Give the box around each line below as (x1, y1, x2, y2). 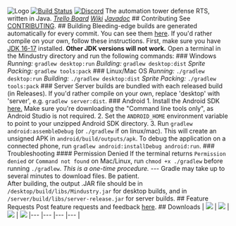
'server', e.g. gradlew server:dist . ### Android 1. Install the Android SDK (7, 97, 221, 105)
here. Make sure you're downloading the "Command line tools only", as (7, 105, 213, 112)
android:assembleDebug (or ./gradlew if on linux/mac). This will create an (7, 127, 217, 135)
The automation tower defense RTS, (105, 7, 210, 15)
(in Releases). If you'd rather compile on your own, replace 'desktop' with (7, 89, 221, 97)
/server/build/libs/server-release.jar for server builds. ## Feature (7, 194, 209, 203)
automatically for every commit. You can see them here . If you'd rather (7, 29, 213, 37)
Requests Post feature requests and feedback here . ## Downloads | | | (7, 203, 230, 211)
